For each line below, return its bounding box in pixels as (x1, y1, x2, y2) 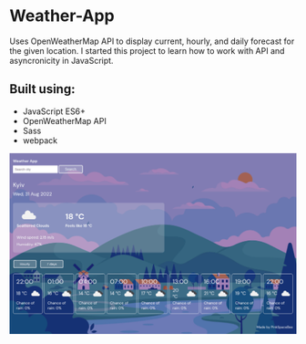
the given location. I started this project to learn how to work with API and (9, 45, 285, 56)
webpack (22, 134, 57, 146)
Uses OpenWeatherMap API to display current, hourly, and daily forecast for (9, 36, 295, 47)
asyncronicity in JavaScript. (9, 55, 114, 66)
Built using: (9, 81, 76, 97)
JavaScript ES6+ (22, 106, 87, 117)
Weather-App (9, 5, 116, 26)
